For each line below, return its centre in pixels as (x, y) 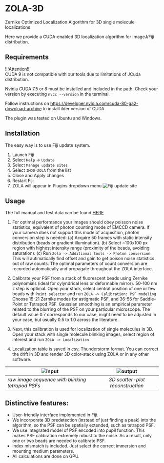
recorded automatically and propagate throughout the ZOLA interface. (82, 269)
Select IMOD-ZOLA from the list (41, 170)
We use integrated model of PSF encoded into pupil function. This (78, 430)
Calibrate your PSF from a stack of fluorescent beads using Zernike (80, 278)
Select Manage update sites (40, 165)
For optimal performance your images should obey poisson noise (78, 222)
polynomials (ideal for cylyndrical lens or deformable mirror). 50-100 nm (85, 283)
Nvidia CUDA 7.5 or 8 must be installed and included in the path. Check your (82, 89)
